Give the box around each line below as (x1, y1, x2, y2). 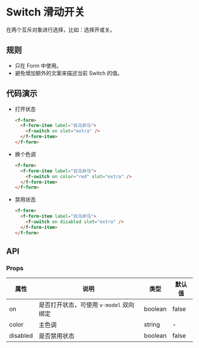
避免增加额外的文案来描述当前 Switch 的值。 (14, 69, 123, 76)
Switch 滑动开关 (6, 5, 85, 19)
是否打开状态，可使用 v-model (38, 301, 121, 309)
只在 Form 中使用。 (14, 62, 62, 69)
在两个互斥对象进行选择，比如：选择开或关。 (6, 26, 115, 33)
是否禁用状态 (38, 332, 75, 340)
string (144, 321, 161, 329)
